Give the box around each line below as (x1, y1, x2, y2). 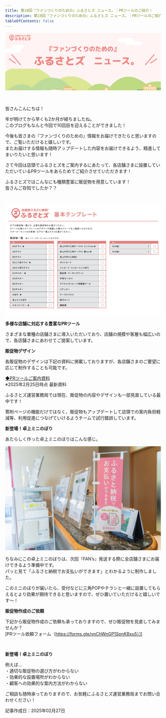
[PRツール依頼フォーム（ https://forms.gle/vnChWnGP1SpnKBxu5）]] (5, 631, 143, 637)
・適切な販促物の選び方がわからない (5, 668, 79, 674)
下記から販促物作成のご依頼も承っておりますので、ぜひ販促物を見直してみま (5, 619, 161, 625)
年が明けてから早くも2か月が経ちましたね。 (5, 116, 95, 122)
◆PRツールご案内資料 (5, 375, 50, 381)
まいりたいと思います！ (5, 151, 53, 157)
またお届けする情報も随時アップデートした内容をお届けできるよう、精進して (5, 145, 161, 151)
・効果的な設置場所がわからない (5, 674, 70, 680)
